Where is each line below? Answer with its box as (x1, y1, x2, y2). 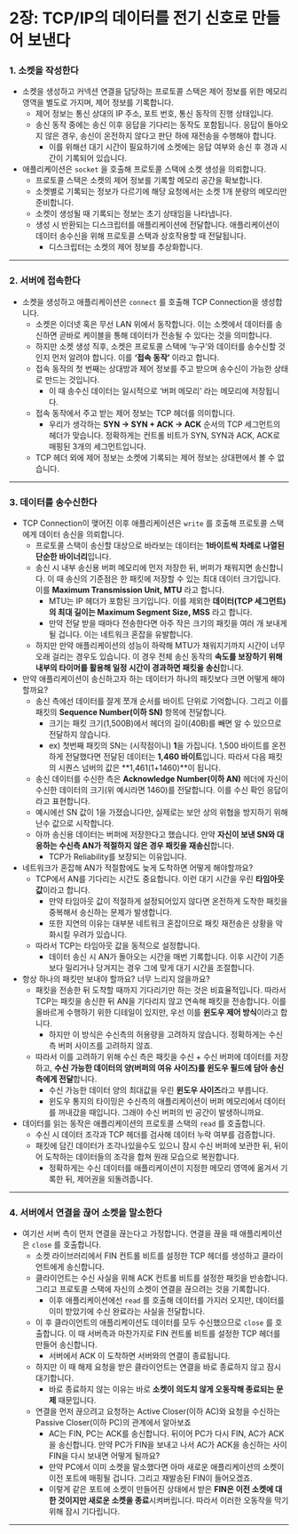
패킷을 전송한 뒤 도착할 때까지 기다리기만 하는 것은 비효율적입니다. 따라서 (35, 984, 286, 996)
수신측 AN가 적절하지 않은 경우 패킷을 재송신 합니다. (59, 840, 235, 851)
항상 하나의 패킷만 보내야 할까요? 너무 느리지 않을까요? (21, 974, 210, 984)
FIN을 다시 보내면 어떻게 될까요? (48, 1450, 161, 1461)
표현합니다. (51, 796, 90, 807)
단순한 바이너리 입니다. (35, 551, 112, 562)
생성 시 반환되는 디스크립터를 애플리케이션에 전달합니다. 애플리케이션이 (35, 220, 280, 230)
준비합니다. (35, 197, 74, 208)
